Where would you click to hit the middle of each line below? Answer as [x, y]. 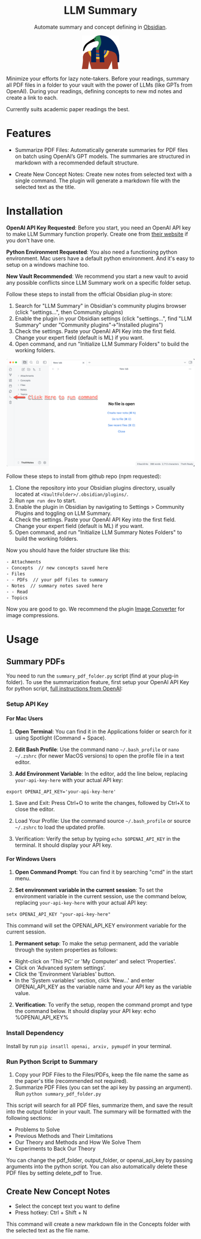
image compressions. [33, 615]
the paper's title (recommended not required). [71, 1081]
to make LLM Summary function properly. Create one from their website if [97, 234]
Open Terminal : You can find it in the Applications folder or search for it [103, 732]
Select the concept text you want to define [67, 1206]
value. [22, 993]
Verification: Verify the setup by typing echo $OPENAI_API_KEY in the [98, 839]
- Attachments [24, 562]
